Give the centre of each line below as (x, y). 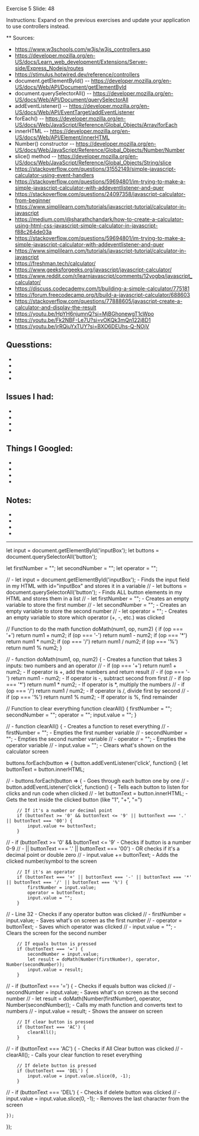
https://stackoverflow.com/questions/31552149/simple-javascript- (95, 169)
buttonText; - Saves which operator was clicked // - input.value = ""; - (91, 927)
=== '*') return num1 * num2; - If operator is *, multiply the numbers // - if (95, 684)
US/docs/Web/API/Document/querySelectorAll (71, 100)
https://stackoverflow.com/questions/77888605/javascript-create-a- (98, 301)
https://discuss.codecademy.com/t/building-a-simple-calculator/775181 (102, 289)
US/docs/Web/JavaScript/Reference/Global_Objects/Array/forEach (96, 125)
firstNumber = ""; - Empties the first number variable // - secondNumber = (97, 733)
